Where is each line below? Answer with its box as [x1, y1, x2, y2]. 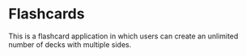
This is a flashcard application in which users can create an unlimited [8, 31, 239, 41]
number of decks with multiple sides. [8, 39, 132, 49]
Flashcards [8, 5, 85, 23]
